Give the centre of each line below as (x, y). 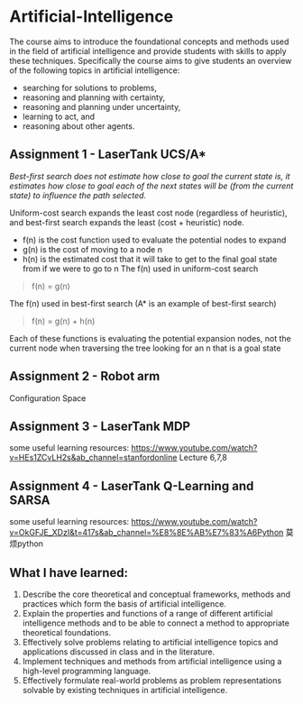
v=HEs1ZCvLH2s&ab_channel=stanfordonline (93, 458)
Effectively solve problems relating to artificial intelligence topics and (150, 642)
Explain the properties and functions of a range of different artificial (147, 613)
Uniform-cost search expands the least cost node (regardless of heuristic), (148, 213)
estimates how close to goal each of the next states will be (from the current (151, 186)
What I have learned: (69, 573)
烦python (26, 544)
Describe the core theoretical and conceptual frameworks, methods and (156, 594)
